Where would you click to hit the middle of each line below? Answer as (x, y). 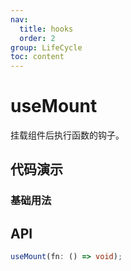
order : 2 (37, 38)
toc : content (37, 57)
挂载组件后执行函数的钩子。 (67, 135)
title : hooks (46, 29)
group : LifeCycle (46, 47)
